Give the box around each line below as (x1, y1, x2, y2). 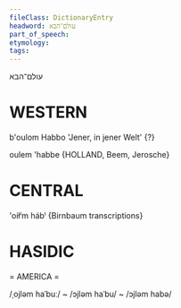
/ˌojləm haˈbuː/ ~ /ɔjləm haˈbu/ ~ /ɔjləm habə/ (9, 288, 172, 299)
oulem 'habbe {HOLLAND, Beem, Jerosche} (9, 150, 170, 160)
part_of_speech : (9, 30, 70, 38)
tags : (9, 47, 29, 56)
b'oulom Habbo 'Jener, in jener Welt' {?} (9, 132, 156, 143)
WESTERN (9, 102, 87, 123)
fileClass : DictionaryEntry (9, 13, 114, 22)
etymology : (9, 38, 50, 47)
